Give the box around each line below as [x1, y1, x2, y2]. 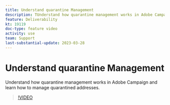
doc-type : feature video [5, 26, 58, 31]
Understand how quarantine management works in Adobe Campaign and [5, 79, 158, 85]
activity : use [5, 31, 35, 36]
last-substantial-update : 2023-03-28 [5, 41, 85, 46]
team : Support [5, 36, 35, 41]
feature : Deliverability [5, 17, 58, 22]
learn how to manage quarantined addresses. [5, 84, 100, 90]
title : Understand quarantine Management [5, 7, 94, 13]
